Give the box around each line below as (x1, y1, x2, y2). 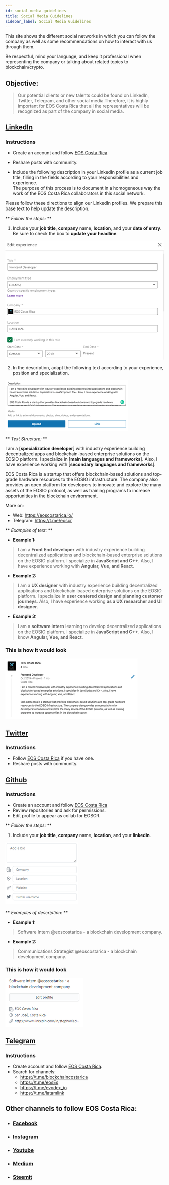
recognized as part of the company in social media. (17, 108, 124, 114)
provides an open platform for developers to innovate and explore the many (5, 482, 162, 488)
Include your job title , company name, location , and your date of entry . (12, 225, 162, 231)
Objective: (5, 79, 39, 88)
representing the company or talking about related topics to (5, 59, 129, 65)
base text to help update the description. (5, 205, 90, 212)
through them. (5, 44, 35, 50)
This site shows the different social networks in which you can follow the (5, 33, 156, 39)
